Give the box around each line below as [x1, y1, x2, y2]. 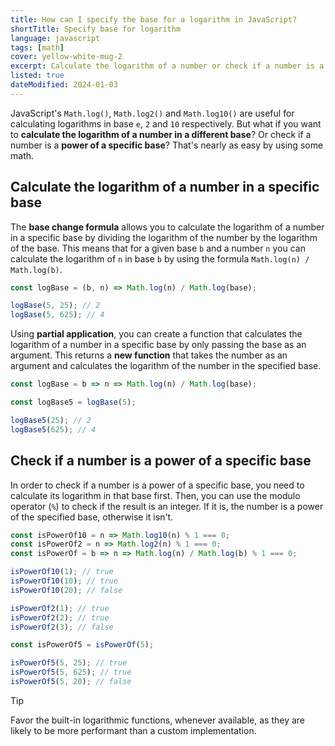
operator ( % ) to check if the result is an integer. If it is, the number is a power [10, 500, 324, 512]
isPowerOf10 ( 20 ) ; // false [10, 585, 123, 595]
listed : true [10, 71, 65, 81]
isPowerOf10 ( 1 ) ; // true [10, 567, 114, 577]
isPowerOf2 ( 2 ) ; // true [10, 612, 110, 623]
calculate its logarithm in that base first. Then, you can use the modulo [10, 489, 301, 501]
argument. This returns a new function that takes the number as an [10, 349, 288, 361]
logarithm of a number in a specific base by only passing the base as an [10, 339, 307, 351]
